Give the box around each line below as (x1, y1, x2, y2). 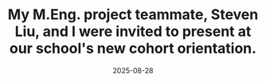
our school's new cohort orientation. (10, 40, 256, 57)
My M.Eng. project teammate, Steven (7, 6, 259, 24)
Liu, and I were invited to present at (14, 22, 252, 41)
